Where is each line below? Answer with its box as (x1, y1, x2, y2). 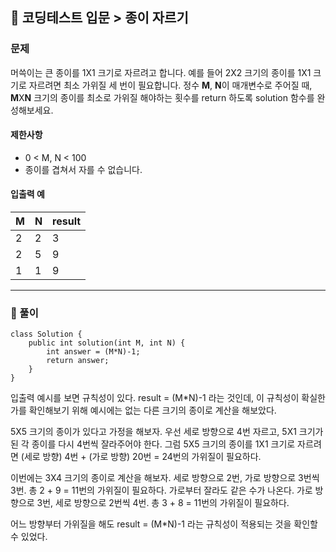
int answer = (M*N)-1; (46, 347, 141, 357)
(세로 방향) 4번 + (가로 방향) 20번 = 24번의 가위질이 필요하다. (20, 451, 262, 463)
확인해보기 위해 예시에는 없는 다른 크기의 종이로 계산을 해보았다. (28, 404, 277, 417)
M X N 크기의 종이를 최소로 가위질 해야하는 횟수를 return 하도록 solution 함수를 (10, 91, 315, 103)
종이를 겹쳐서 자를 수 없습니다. (24, 163, 143, 175)
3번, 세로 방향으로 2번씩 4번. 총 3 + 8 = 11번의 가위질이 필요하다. (36, 497, 290, 509)
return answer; (46, 356, 110, 366)
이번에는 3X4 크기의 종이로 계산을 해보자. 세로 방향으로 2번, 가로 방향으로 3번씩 (10, 472, 320, 484)
